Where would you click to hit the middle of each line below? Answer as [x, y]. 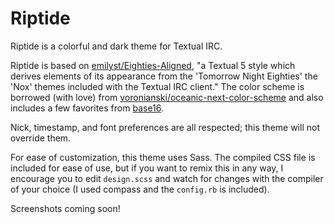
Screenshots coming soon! [65, 208]
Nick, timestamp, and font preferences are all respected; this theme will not [165, 127]
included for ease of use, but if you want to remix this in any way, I [147, 168]
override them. [41, 138]
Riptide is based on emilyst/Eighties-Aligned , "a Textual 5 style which [153, 65]
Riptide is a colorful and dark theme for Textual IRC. [116, 46]
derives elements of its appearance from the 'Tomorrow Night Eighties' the [164, 76]
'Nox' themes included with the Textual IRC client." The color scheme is [157, 86]
